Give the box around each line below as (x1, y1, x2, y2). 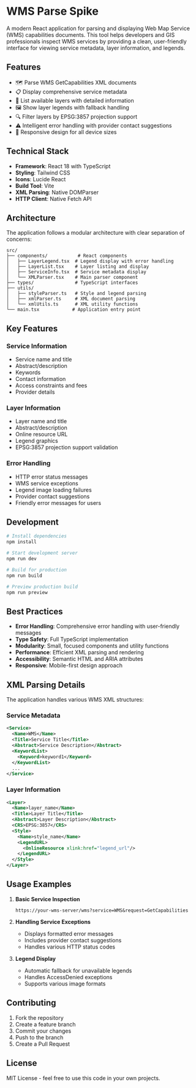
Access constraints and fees (15, 382, 88, 389)
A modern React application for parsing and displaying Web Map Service (6, 25, 190, 32)
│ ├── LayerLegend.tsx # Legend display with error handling (6, 258, 174, 265)
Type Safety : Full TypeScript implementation (15, 636, 129, 643)
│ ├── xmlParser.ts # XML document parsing (6, 296, 136, 302)
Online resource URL (15, 431, 68, 438)
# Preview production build (6, 584, 78, 590)
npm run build (6, 573, 43, 579)
